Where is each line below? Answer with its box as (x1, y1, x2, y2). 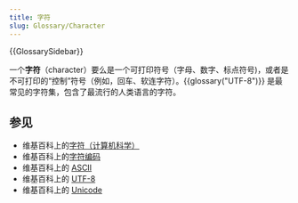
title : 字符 (9, 12, 51, 22)
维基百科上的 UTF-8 (21, 174, 96, 184)
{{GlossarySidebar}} (9, 45, 85, 56)
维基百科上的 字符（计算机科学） (21, 140, 140, 151)
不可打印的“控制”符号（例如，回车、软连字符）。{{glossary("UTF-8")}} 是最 (9, 75, 283, 85)
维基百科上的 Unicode (21, 184, 102, 196)
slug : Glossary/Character (9, 21, 105, 30)
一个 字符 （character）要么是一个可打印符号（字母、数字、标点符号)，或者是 (9, 64, 289, 75)
